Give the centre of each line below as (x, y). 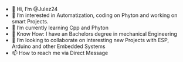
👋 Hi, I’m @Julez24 (35, 9)
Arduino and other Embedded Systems (58, 46)
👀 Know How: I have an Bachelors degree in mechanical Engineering (94, 34)
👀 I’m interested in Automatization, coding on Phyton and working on (94, 15)
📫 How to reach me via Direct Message (60, 53)
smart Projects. (30, 21)
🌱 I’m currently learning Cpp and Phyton (60, 27)
